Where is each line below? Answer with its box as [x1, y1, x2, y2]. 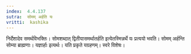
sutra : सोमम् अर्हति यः [6, 14, 53, 20]
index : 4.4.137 [6, 8, 46, 15]
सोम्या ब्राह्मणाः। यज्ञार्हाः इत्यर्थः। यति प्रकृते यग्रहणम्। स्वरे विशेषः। [6, 42, 125, 49]
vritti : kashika [6, 19, 49, 25]
